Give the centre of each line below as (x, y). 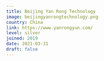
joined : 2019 (22, 38)
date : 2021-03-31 (27, 44)
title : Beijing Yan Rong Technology (51, 11)
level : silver (24, 33)
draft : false (22, 49)
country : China (25, 22)
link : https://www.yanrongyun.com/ (50, 28)
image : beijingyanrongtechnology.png (52, 17)
